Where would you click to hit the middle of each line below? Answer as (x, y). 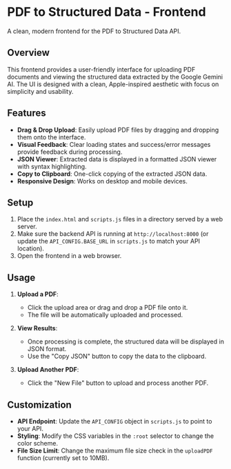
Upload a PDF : (38, 295)
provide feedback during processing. (70, 152)
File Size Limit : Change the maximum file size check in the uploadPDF (115, 450)
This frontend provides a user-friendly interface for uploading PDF (101, 69)
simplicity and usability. (40, 91)
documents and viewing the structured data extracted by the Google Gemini (115, 77)
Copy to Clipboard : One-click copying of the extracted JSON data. (112, 174)
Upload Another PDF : (48, 370)
